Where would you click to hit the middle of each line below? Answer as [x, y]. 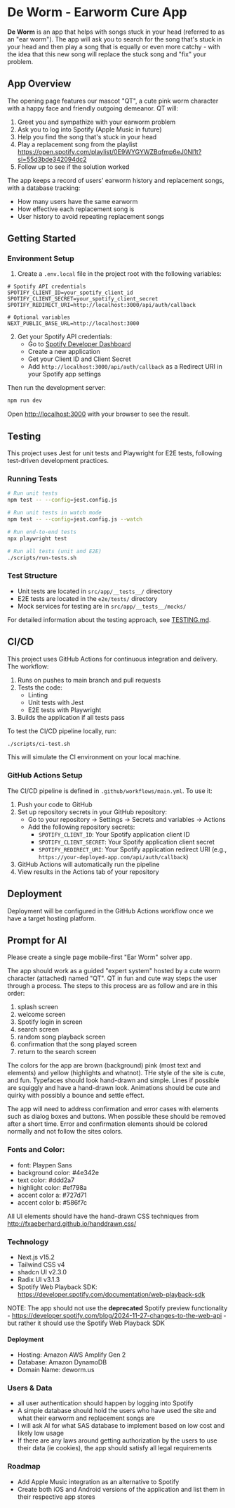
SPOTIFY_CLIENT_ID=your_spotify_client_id [70, 293]
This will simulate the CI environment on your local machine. [94, 757]
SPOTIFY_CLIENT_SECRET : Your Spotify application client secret [127, 842]
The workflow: [28, 666]
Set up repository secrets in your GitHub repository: [92, 812]
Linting [38, 695]
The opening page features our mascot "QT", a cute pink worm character [113, 101]
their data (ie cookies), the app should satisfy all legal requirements [115, 1448]
